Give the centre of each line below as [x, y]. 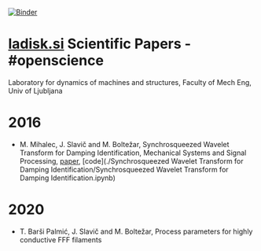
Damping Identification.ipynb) [68, 178]
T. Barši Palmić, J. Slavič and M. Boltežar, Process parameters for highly [136, 231]
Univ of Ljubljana [35, 90]
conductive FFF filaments [61, 239]
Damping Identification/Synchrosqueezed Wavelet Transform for [124, 169]
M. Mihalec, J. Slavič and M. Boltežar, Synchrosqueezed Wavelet [124, 144]
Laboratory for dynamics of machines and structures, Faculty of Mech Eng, [130, 82]
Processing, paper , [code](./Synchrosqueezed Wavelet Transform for [131, 161]
